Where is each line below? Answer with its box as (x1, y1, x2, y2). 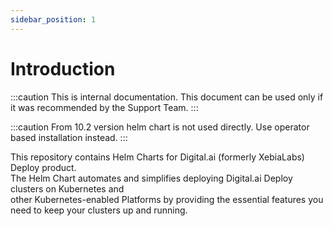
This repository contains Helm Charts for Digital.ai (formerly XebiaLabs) (10, 151, 305, 163)
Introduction (10, 57, 116, 80)
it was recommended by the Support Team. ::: (10, 101, 199, 113)
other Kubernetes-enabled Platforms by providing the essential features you (10, 193, 324, 205)
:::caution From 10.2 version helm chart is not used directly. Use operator (10, 121, 310, 133)
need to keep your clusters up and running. (10, 204, 188, 216)
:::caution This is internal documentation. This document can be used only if (10, 91, 324, 103)
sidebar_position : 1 (10, 14, 97, 25)
